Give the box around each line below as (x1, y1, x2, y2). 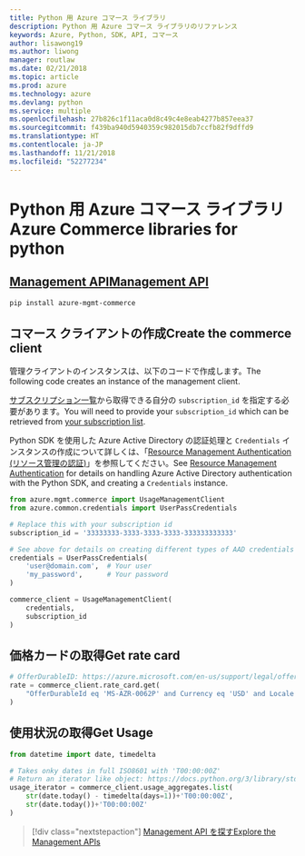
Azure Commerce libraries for (9, 219, 238, 239)
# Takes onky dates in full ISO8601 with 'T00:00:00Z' (9, 766, 221, 775)
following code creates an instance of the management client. (9, 376, 241, 387)
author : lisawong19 (9, 38, 84, 48)
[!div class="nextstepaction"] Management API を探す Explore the (31, 826, 277, 837)
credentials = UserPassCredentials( (9, 553, 148, 562)
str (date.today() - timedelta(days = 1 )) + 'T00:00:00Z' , (25, 791, 233, 801)
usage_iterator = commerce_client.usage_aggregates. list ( (9, 783, 233, 792)
